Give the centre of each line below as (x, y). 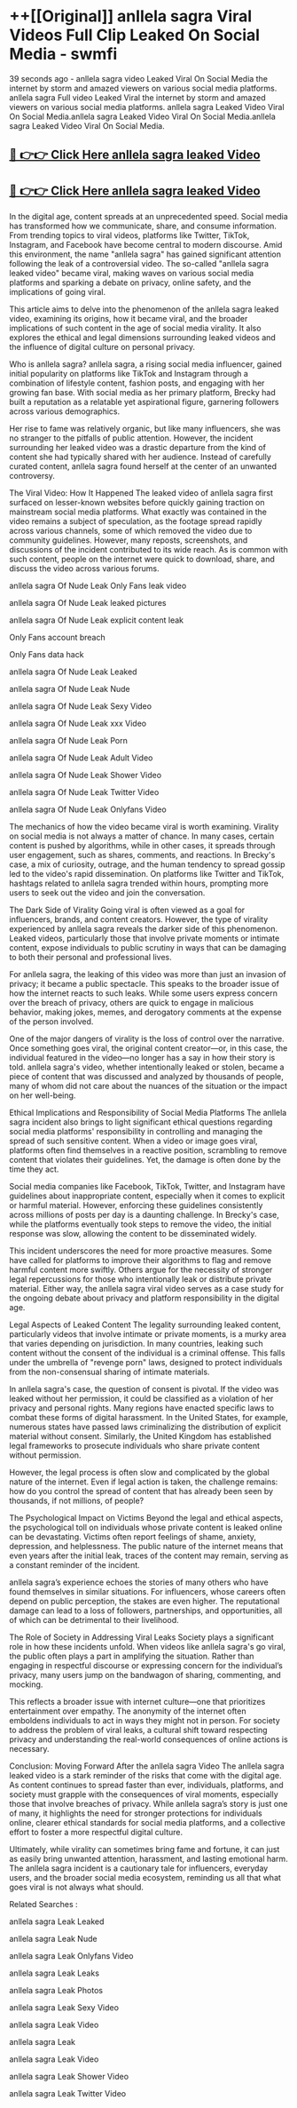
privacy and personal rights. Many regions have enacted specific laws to (142, 1408)
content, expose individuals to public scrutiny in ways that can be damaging (148, 948)
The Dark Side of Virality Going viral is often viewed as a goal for (127, 910)
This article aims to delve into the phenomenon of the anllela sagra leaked (144, 309)
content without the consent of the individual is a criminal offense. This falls (147, 1353)
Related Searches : (43, 1905)
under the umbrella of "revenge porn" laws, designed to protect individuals (146, 1363)
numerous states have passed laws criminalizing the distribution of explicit (145, 1427)
